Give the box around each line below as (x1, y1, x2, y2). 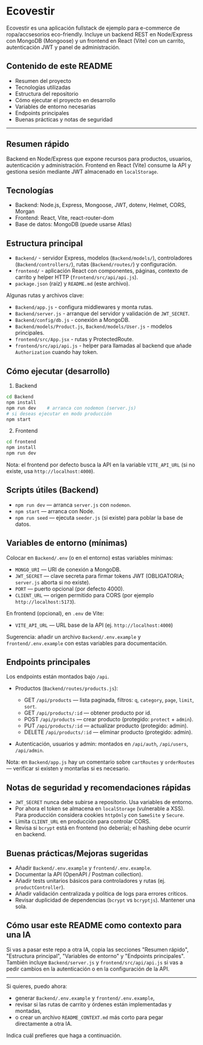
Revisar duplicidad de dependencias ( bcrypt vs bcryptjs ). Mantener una (14, 897, 195, 904)
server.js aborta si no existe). (14, 578, 91, 586)
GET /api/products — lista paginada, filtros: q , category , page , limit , (24, 696, 195, 704)
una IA (6, 930, 31, 940)
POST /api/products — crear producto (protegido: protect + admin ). (24, 716, 193, 723)
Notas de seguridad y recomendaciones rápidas (6, 782, 192, 793)
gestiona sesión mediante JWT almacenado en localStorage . (6, 168, 159, 175)
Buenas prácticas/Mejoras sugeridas (6, 848, 149, 859)
